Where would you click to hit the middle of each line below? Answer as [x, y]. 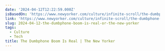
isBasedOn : [16, 14]
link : [11, 18]
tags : [11, 28]
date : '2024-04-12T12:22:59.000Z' [41, 9]
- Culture [19, 32]
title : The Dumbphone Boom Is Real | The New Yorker [60, 41]
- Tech [16, 37]
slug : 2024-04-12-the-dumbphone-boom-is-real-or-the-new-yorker [72, 23]
